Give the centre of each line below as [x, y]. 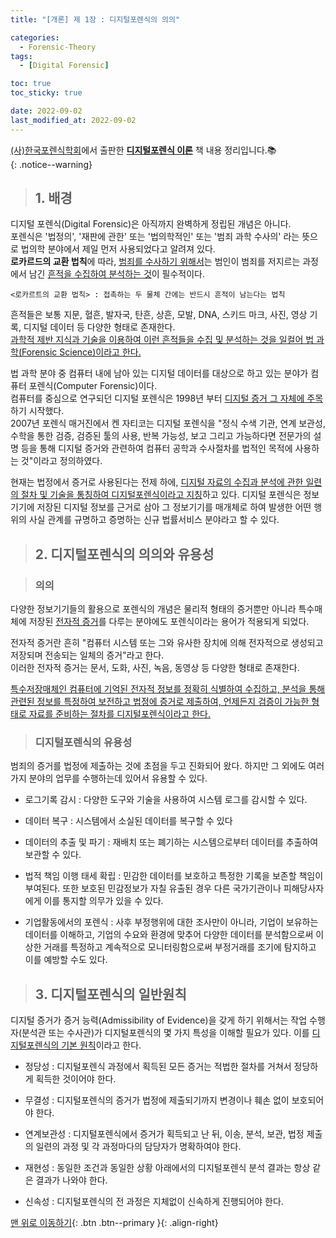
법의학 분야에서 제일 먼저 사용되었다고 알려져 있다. [118, 249]
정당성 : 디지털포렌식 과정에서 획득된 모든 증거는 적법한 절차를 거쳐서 [158, 1067]
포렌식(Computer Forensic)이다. [93, 386]
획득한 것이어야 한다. [76, 1079]
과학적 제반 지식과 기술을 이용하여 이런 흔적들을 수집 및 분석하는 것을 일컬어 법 [162, 340]
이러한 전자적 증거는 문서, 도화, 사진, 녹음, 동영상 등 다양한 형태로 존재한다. [155, 668]
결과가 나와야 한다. [71, 1180]
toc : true [31, 84]
